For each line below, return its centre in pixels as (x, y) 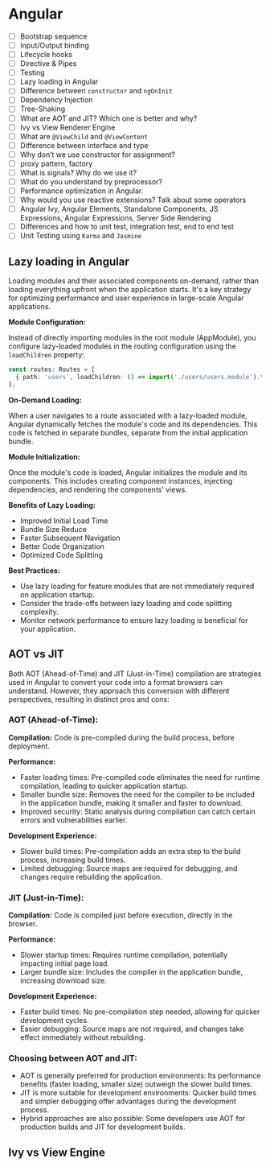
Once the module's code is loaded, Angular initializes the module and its (128, 472)
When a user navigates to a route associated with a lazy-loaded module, (128, 415)
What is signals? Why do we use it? (78, 172)
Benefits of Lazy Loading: (52, 505)
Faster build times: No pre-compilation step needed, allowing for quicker (140, 1012)
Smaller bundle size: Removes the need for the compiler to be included (137, 794)
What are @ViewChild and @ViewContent (84, 136)
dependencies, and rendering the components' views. (98, 489)
